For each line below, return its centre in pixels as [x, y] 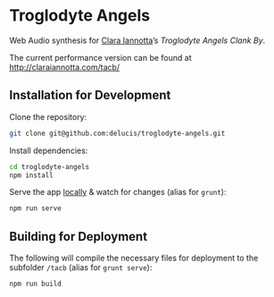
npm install [31, 175]
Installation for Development [90, 95]
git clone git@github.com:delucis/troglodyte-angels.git [117, 133]
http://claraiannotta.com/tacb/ [65, 67]
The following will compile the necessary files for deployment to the [134, 258]
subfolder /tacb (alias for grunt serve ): [81, 267]
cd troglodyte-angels [50, 166]
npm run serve [36, 208]
